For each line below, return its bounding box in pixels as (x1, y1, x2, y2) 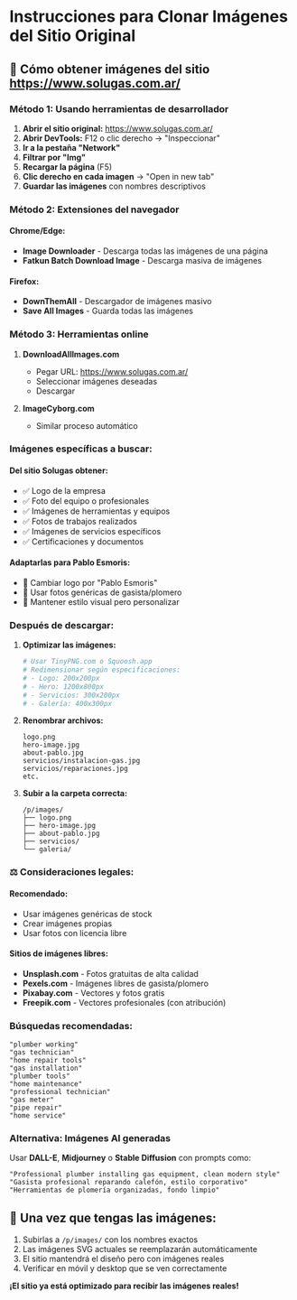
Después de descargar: (9, 618, 115, 631)
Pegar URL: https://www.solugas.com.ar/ (35, 366, 189, 376)
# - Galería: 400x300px (22, 699, 113, 708)
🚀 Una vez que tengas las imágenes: (9, 1210, 217, 1225)
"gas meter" (9, 1095, 54, 1104)
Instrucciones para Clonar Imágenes (9, 6, 289, 27)
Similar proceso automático (35, 420, 138, 431)
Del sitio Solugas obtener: (9, 465, 108, 476)
